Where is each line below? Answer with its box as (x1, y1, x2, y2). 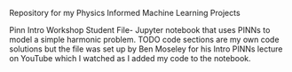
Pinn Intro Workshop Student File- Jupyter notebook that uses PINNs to (9, 25, 271, 35)
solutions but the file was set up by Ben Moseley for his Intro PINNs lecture (9, 44, 283, 54)
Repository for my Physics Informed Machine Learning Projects (9, 8, 241, 18)
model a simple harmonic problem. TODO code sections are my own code (9, 35, 280, 44)
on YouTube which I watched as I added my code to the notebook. (9, 53, 251, 63)
